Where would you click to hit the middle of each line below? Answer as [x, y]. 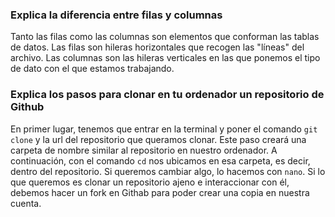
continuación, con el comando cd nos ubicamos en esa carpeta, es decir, [160, 160]
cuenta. [26, 203]
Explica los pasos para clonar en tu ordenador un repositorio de [167, 95]
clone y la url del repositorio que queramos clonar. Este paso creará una [158, 139]
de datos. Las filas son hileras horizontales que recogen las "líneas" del [157, 47]
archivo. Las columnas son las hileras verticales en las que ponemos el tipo [165, 58]
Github [27, 107]
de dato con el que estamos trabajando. [92, 69]
